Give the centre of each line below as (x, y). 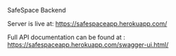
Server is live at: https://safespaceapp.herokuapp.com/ (87, 23)
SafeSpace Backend (37, 10)
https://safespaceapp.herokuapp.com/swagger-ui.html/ (88, 44)
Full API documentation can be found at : (66, 37)
